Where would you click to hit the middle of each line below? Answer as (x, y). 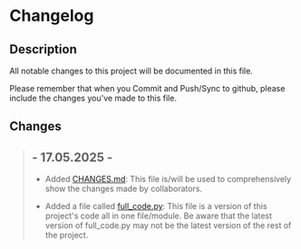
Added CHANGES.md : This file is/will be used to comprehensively (168, 179)
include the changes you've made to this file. (93, 98)
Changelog (52, 16)
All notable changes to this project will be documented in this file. (131, 71)
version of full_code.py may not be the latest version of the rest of (168, 225)
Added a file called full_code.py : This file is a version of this (156, 206)
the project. (67, 235)
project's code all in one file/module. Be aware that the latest (159, 216)
